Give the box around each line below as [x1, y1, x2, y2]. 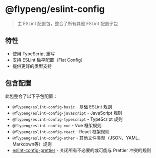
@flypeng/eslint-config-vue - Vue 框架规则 [12, 122, 102, 128]
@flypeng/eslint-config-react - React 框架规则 [12, 128, 110, 135]
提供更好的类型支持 [12, 63, 52, 69]
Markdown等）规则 [12, 141, 52, 147]
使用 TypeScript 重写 [12, 51, 55, 57]
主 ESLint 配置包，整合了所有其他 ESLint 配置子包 [17, 20, 118, 26]
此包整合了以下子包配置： [5, 93, 58, 99]
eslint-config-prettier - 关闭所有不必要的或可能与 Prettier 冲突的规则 [12, 147, 152, 153]
